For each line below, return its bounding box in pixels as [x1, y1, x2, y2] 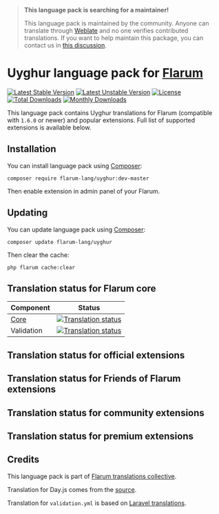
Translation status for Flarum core [7, 282, 156, 294]
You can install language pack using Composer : [7, 161, 143, 169]
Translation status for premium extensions [7, 430, 194, 442]
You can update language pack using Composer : [7, 225, 146, 234]
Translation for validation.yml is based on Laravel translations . [7, 499, 187, 507]
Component [10, 303, 50, 313]
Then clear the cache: [7, 251, 70, 259]
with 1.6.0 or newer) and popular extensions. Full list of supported [7, 116, 196, 124]
